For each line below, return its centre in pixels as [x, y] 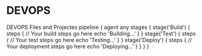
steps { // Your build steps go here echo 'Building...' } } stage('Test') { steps [101, 33]
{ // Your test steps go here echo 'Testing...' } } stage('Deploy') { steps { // [99, 40]
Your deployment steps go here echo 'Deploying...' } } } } [78, 46]
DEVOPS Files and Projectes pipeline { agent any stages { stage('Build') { [99, 27]
